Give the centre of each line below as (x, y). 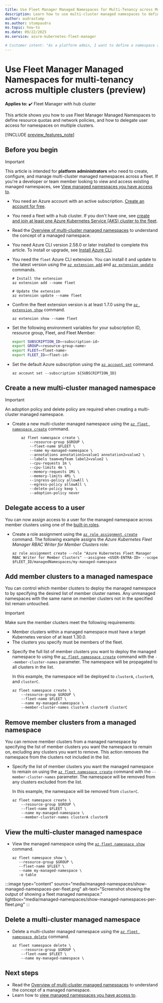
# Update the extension (36, 291)
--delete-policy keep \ (54, 489)
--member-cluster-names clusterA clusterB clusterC (74, 707)
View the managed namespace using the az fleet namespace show (78, 844)
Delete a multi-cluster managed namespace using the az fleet (75, 931)
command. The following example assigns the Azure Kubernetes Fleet (82, 539)
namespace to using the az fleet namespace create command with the (83, 657)
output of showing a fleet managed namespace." (54, 894)
